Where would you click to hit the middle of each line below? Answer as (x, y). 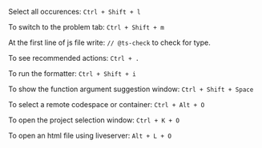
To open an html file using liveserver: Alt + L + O (90, 136)
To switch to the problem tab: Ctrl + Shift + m (86, 27)
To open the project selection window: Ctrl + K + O (94, 120)
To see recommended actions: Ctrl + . (74, 58)
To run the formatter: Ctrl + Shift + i (72, 74)
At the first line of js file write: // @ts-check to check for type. (109, 42)
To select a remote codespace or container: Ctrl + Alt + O (107, 104)
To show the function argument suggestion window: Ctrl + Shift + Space (131, 89)
